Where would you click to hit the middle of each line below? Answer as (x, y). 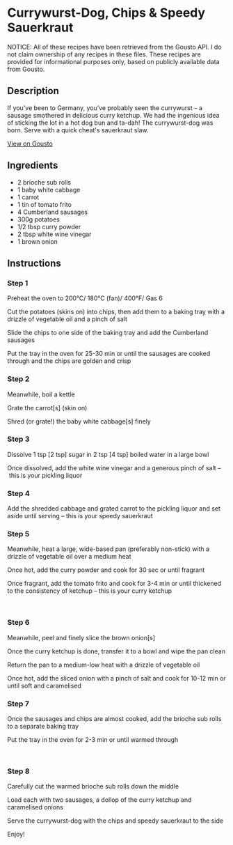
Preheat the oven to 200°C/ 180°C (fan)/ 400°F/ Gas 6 (85, 298)
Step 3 (18, 439)
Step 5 (18, 534)
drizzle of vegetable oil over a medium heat (69, 557)
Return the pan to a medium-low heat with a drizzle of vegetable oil (104, 665)
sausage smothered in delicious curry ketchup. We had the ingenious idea (113, 115)
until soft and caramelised (44, 685)
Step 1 (18, 283)
